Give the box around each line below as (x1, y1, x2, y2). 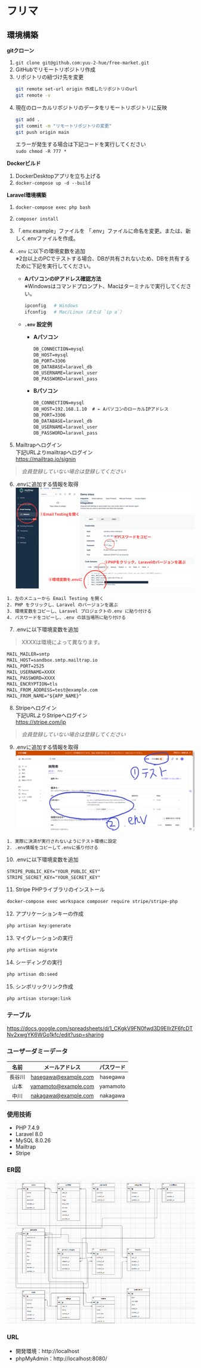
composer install (15, 216, 59, 222)
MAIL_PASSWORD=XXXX (7, 675, 55, 681)
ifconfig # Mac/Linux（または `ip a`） (24, 309, 125, 316)
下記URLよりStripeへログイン (15, 712, 88, 719)
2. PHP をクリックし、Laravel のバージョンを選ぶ (7, 602, 118, 608)
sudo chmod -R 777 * (15, 149, 67, 155)
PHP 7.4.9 (15, 1124, 40, 1131)
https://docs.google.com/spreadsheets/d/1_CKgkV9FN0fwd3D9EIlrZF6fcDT (7, 1025, 193, 1032)
